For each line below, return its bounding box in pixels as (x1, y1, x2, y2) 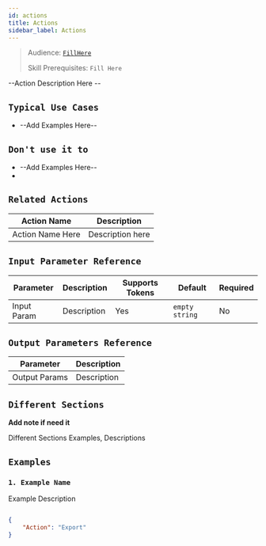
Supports (122, 277, 158, 288)
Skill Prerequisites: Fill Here (27, 63, 123, 73)
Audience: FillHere (27, 48, 92, 58)
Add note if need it (8, 418, 70, 427)
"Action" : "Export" (22, 523, 87, 531)
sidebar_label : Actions (8, 26, 87, 34)
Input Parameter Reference (8, 256, 142, 267)
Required (218, 282, 254, 293)
